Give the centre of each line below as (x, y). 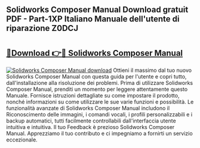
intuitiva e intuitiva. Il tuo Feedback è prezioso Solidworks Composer (90, 127)
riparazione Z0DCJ (42, 28)
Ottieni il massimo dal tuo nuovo (153, 70)
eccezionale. (22, 140)
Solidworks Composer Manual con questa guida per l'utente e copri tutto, (96, 76)
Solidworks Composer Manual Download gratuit (97, 10)
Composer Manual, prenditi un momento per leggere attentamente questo (97, 89)
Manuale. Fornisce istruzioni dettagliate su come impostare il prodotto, (93, 95)
